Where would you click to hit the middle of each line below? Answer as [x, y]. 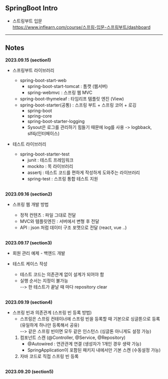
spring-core [40, 116]
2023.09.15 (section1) [28, 60]
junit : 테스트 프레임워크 [50, 160]
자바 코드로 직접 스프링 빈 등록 [49, 356]
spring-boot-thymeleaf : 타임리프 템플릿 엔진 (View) [72, 98]
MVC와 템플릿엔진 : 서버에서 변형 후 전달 [59, 221]
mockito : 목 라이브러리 [50, 166]
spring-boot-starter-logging [56, 121]
